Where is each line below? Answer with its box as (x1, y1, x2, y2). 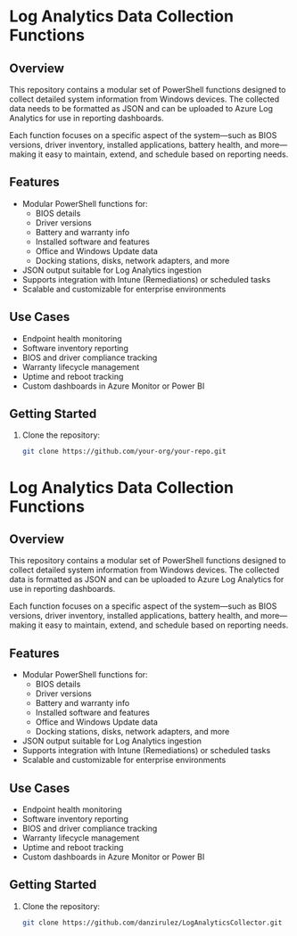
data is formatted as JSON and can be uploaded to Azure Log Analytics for (9, 574, 285, 585)
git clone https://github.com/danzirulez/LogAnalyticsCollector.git (21, 918, 283, 927)
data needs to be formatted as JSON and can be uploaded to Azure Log (9, 103, 274, 113)
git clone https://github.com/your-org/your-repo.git (21, 447, 227, 456)
